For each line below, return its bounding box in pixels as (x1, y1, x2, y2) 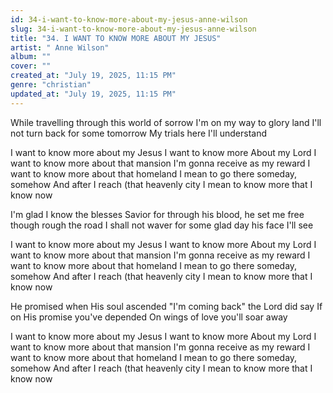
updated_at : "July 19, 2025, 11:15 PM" (10, 89, 177, 99)
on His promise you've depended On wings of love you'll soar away (10, 311, 288, 323)
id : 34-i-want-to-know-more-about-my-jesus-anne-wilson (10, 14, 248, 25)
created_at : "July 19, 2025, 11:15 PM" (10, 71, 177, 81)
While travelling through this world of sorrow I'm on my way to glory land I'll (10, 116, 322, 128)
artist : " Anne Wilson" (10, 42, 110, 53)
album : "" (10, 52, 52, 62)
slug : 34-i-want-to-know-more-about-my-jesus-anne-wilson (10, 24, 257, 34)
